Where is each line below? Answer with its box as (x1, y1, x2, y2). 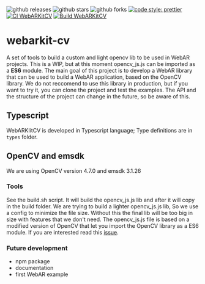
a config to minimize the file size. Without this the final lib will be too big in (6, 209, 193, 216)
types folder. (6, 133, 38, 140)
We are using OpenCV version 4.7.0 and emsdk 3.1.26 (6, 167, 141, 174)
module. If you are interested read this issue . (6, 228, 119, 236)
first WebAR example (15, 271, 69, 278)
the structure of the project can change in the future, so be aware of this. (6, 92, 191, 100)
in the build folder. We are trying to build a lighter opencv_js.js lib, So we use (6, 202, 199, 210)
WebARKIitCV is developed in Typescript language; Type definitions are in (6, 126, 193, 134)
